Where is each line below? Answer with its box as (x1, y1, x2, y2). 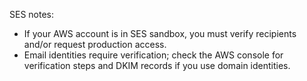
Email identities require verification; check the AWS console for (23, 49, 284, 61)
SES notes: (9, 9, 55, 20)
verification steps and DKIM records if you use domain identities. (23, 60, 291, 71)
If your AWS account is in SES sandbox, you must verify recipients (23, 28, 297, 39)
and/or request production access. (23, 39, 167, 50)
